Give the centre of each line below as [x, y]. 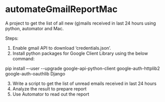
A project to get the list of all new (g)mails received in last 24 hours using [81, 23]
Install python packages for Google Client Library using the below [80, 53]
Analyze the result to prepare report [49, 88]
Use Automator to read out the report [51, 94]
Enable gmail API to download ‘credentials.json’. [62, 48]
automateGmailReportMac [61, 9]
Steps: [12, 38]
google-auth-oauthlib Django [35, 73]
